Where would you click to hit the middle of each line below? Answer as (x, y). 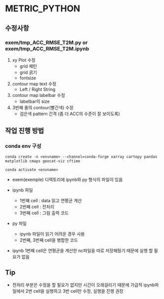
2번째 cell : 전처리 (37, 207)
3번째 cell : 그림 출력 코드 (44, 213)
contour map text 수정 (34, 84)
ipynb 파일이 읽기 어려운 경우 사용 (52, 234)
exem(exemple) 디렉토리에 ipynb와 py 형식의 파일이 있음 (67, 179)
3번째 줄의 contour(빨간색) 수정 (43, 107)
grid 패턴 (28, 66)
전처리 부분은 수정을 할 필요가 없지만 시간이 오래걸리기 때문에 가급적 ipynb (83, 285)
